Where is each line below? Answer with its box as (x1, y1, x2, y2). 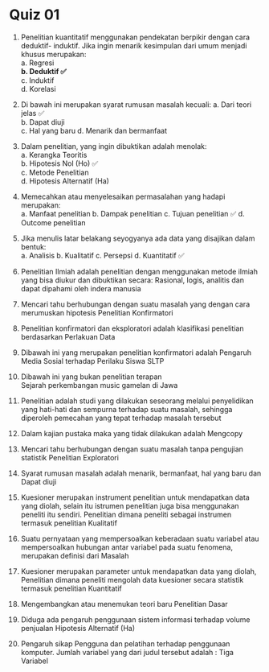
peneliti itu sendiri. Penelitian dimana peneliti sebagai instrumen (20, 509, 232, 519)
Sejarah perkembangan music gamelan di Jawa (20, 380, 178, 390)
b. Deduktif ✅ (20, 66, 67, 76)
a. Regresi (20, 58, 55, 68)
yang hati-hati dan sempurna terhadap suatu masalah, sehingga (20, 404, 233, 414)
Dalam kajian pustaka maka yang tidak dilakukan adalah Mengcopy (20, 428, 243, 438)
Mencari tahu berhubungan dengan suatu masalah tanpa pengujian (20, 444, 244, 454)
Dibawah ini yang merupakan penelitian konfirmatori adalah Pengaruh (20, 348, 252, 357)
